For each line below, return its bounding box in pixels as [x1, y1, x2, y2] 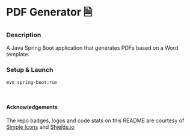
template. [6, 51, 30, 58]
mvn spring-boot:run [6, 79, 58, 85]
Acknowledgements [6, 104, 58, 111]
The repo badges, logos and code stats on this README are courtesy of [6, 117, 185, 124]
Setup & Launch [6, 66, 54, 74]
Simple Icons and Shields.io [6, 123, 75, 130]
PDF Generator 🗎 [6, 5, 93, 19]
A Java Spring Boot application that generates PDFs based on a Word [6, 44, 179, 52]
